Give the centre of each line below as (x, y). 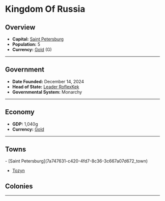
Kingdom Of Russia (45, 9)
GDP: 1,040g (25, 124)
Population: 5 (26, 44)
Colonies (19, 186)
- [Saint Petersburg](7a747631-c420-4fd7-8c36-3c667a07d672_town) (77, 161)
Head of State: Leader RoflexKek (46, 87)
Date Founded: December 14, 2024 (48, 81)
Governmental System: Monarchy (47, 92)
